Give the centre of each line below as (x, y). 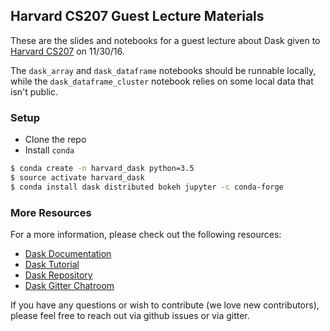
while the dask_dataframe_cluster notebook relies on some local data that (162, 81)
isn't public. (34, 91)
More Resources (51, 212)
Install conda (49, 150)
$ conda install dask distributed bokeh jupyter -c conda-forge (147, 187)
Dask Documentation (68, 254)
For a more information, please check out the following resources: (146, 235)
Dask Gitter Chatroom (69, 286)
